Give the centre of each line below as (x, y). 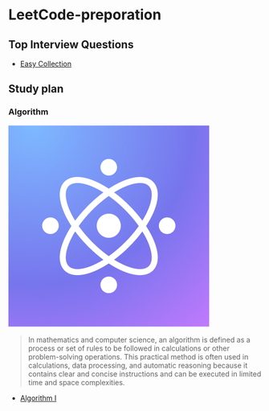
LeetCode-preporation (85, 15)
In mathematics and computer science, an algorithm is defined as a (139, 339)
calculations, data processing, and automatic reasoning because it (138, 365)
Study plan (36, 89)
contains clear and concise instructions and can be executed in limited (145, 374)
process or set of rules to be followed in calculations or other (129, 348)
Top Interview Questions (71, 45)
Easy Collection (46, 64)
